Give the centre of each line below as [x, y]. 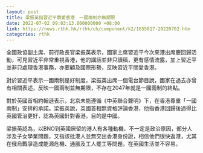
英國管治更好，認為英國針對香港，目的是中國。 [64, 116]
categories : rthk [28, 34]
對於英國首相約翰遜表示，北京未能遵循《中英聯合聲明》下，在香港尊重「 [96, 101]
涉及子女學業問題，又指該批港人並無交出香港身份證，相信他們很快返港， [96, 136]
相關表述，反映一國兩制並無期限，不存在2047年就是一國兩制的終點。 [97, 88]
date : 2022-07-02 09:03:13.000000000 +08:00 [63, 23]
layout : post [23, 12]
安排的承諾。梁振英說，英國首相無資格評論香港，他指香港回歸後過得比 [109, 108]
